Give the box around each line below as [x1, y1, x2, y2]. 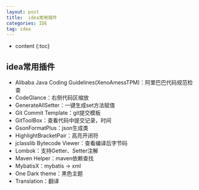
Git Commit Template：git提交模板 [15, 109, 101, 117]
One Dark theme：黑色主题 [15, 170, 83, 177]
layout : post [6, 8, 39, 15]
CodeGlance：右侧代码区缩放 [15, 94, 89, 101]
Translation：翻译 [15, 177, 59, 185]
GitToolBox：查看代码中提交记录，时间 [15, 117, 112, 124]
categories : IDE [6, 20, 47, 26]
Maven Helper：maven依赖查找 [15, 155, 94, 162]
